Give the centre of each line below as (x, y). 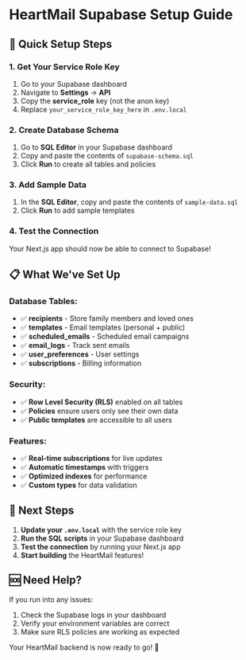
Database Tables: (43, 302)
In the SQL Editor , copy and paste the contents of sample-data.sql (129, 202)
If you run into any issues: (51, 599)
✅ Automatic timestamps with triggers (85, 467)
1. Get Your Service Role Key (64, 67)
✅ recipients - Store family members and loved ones (107, 318)
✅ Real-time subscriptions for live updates (91, 459)
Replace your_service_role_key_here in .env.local (104, 109)
